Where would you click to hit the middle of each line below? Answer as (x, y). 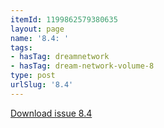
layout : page (37, 29)
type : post (33, 76)
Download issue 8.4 (51, 113)
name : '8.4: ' (40, 38)
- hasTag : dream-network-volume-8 (82, 66)
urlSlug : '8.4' (42, 85)
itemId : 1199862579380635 (64, 19)
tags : (21, 47)
